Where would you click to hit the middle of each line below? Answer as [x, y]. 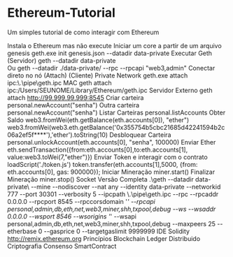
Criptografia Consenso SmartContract [62, 246]
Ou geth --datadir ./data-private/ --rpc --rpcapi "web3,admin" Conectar [111, 68]
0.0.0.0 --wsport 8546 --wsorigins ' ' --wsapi [72, 216]
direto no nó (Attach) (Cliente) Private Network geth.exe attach [98, 75]
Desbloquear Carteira [140, 135]
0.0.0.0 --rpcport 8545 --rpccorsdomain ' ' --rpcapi [81, 201]
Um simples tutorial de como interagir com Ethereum [83, 32]
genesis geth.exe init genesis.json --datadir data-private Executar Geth [110, 53]
